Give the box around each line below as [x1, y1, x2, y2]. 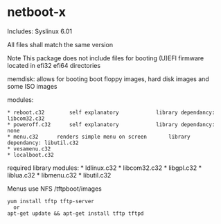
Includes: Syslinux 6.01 [7, 27, 73, 35]
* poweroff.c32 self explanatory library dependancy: [7, 121, 215, 128]
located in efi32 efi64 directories [7, 61, 101, 69]
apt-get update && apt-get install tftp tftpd [7, 209, 144, 217]
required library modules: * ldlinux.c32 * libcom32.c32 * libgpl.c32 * [7, 164, 202, 172]
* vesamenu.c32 [7, 145, 51, 153]
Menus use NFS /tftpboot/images [7, 184, 102, 193]
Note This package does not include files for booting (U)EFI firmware [7, 53, 204, 62]
